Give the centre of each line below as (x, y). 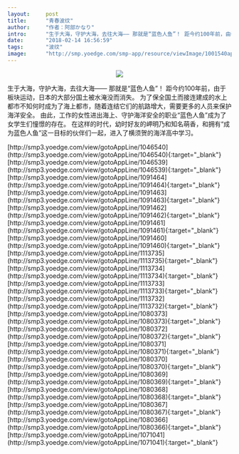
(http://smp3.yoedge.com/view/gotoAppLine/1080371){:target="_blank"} (113, 351)
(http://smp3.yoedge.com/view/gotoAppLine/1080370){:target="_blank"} (114, 366)
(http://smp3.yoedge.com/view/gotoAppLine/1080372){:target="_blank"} (114, 336)
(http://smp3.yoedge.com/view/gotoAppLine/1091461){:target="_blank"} (113, 230)
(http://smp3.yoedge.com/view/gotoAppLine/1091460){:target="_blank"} (114, 245)
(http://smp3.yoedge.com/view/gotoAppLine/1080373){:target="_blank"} (114, 321)
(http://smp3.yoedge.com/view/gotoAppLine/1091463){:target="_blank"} (114, 200)
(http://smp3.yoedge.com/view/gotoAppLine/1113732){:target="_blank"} (113, 306)
